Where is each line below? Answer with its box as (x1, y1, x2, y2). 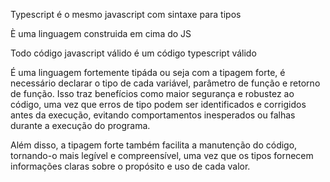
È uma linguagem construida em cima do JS (10, 28, 192, 39)
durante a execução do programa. (10, 120, 151, 131)
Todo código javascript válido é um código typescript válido (10, 47, 257, 59)
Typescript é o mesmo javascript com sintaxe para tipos (10, 9, 242, 20)
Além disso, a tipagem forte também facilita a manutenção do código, (10, 139, 298, 151)
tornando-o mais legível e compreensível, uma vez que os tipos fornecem (10, 150, 314, 161)
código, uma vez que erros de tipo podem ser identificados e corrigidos (10, 99, 307, 110)
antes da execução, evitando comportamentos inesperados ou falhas (10, 109, 296, 121)
